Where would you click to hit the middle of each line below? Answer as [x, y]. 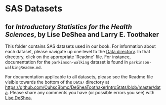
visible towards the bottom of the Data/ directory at [57, 82]
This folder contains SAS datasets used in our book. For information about [81, 46]
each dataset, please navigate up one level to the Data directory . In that [78, 52]
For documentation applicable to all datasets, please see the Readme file [79, 77]
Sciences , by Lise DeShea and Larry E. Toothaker [82, 34]
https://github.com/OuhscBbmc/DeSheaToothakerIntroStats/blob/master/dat [83, 87]
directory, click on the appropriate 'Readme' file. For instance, [68, 57]
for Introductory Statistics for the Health [69, 27]
